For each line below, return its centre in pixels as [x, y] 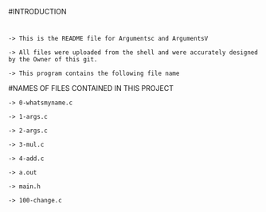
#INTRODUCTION [37, 12]
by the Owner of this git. [53, 60]
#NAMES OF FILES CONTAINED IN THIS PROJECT [91, 88]
